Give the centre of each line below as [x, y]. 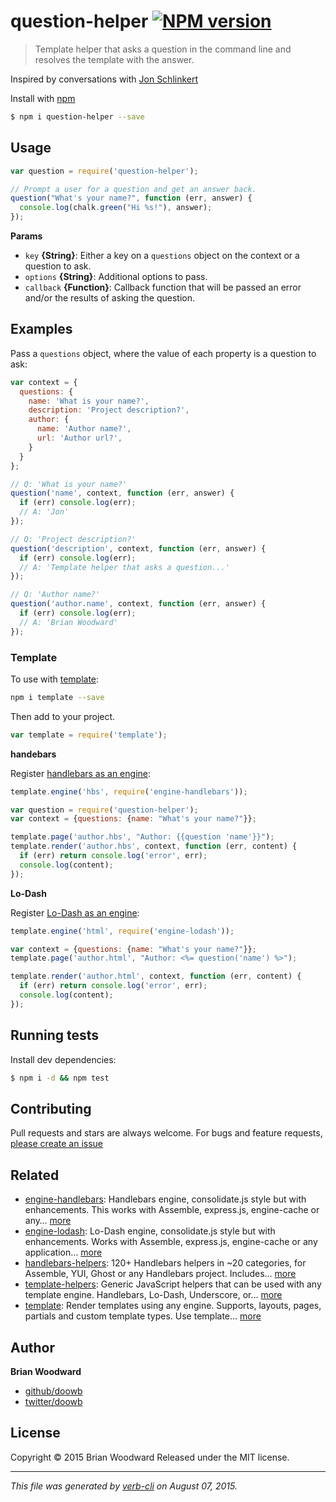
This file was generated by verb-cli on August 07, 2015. [124, 1486]
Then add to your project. [63, 716]
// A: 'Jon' [44, 512]
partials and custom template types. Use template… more [143, 1316]
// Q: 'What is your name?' [69, 484]
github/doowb [53, 1391]
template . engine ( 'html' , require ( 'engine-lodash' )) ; [122, 931]
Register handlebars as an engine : [81, 773]
